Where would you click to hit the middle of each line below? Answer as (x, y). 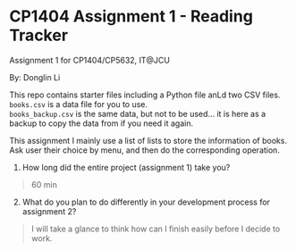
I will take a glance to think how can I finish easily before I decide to (156, 229)
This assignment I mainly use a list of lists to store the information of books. (148, 140)
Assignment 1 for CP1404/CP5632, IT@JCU (89, 60)
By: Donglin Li (35, 77)
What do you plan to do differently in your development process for (146, 202)
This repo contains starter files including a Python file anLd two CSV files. (145, 95)
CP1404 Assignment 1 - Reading (131, 17)
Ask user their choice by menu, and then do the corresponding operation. (144, 150)
